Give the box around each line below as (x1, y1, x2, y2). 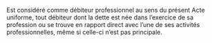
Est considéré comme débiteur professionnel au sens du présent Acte (6, 6, 205, 14)
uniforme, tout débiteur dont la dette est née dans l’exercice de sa (6, 13, 194, 21)
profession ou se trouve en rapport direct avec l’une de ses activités (6, 21, 200, 28)
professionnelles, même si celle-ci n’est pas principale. (6, 28, 163, 36)
